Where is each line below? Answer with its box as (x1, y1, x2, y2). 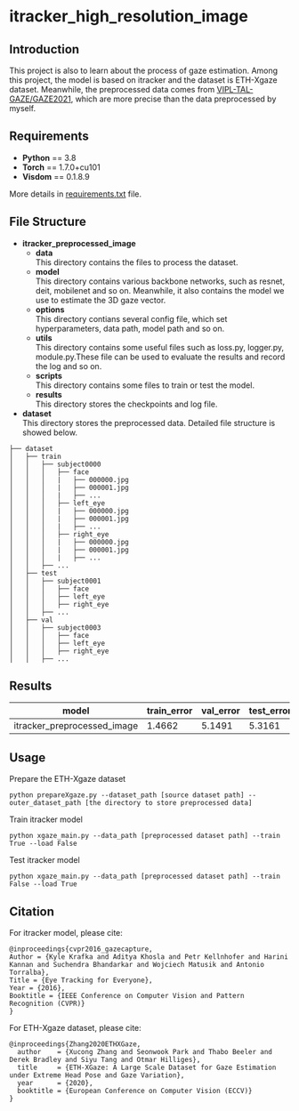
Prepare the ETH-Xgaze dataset (9, 774, 126, 785)
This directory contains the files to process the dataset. (35, 256, 238, 268)
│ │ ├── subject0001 (9, 576, 101, 585)
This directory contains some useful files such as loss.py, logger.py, (35, 342, 285, 352)
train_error (146, 704, 193, 717)
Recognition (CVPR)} (9, 999, 86, 1009)
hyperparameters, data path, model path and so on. (35, 323, 225, 334)
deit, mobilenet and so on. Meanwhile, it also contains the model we (35, 285, 285, 295)
